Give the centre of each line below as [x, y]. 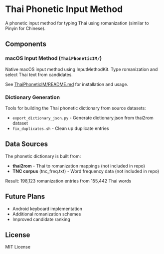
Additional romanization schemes [47, 214]
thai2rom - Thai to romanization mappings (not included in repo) [79, 165]
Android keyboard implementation [47, 208]
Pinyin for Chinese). [25, 28]
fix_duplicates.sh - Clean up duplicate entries [61, 128]
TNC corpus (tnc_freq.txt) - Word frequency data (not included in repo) [86, 171]
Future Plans [25, 197]
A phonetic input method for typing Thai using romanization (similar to [77, 23]
